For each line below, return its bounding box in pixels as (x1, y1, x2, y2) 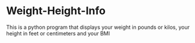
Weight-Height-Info (6, 4, 106, 18)
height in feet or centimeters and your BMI (6, 29, 110, 37)
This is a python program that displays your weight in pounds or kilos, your (6, 24, 190, 31)
